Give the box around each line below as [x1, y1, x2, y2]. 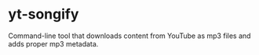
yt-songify [8, 5, 79, 23]
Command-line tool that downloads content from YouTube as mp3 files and [8, 31, 251, 40]
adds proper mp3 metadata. [8, 39, 99, 48]
